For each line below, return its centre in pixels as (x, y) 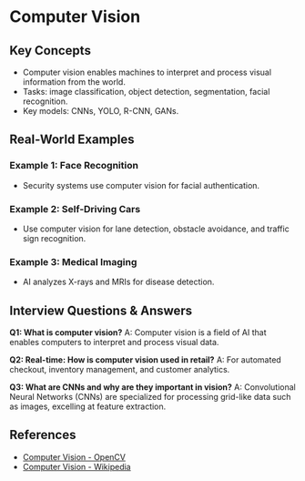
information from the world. (74, 82)
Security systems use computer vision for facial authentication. (141, 185)
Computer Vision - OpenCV (74, 456)
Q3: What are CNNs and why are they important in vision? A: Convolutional (152, 387)
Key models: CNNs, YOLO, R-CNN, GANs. (101, 111)
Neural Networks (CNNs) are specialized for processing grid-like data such (150, 397)
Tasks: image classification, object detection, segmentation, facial (146, 92)
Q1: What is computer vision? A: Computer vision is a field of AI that (138, 333)
